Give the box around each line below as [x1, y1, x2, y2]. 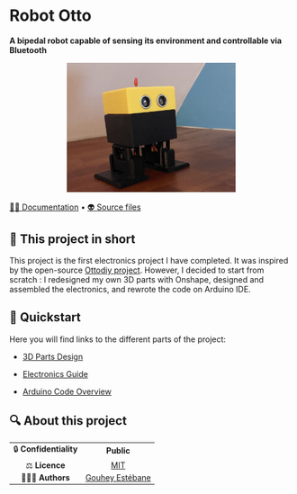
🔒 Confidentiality [13, 444, 78, 454]
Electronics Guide [22, 368, 88, 379]
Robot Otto [9, 5, 92, 26]
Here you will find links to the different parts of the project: [9, 334, 227, 345]
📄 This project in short [9, 231, 136, 247]
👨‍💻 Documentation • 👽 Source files [9, 202, 141, 212]
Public [106, 445, 130, 455]
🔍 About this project [9, 413, 128, 428]
